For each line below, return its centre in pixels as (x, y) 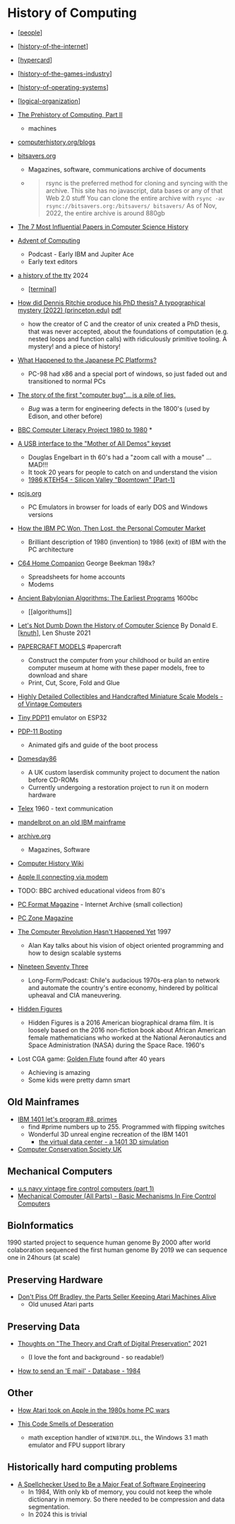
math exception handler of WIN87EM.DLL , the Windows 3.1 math (118, 1437)
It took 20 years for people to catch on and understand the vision (122, 472)
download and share (58, 675)
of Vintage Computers (50, 703)
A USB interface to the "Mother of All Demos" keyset (94, 443)
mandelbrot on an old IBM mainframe (71, 822)
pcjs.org (30, 493)
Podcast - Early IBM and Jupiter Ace (81, 254)
